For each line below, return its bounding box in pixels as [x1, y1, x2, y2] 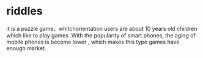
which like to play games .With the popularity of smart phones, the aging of [6, 31, 196, 39]
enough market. [6, 44, 46, 52]
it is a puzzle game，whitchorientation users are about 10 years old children [6, 25, 197, 32]
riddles [6, 4, 43, 18]
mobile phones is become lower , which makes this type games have [6, 38, 180, 45]
